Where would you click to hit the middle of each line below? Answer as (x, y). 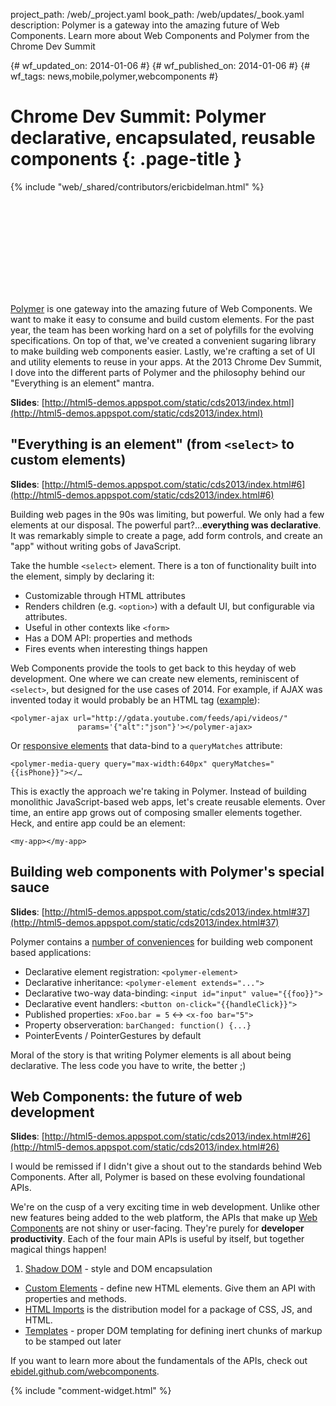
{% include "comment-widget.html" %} (91, 1391)
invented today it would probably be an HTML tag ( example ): (135, 700)
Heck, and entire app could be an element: (98, 823)
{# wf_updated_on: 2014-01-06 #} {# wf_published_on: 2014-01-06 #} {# (160, 65)
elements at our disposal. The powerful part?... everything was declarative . (166, 525)
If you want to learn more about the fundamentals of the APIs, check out (159, 1361)
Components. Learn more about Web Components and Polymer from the (160, 35)
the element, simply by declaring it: (82, 576)
